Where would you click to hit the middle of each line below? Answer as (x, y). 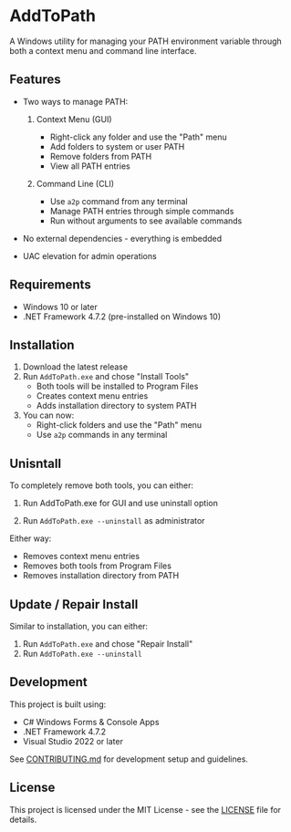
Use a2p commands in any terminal (102, 435)
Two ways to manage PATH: (75, 101)
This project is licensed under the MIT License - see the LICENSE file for (145, 809)
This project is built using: (58, 704)
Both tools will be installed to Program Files (117, 386)
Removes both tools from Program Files (97, 566)
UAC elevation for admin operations (89, 255)
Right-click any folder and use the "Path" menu (139, 137)
